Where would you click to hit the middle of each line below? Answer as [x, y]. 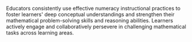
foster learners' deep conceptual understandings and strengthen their [90, 14]
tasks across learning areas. [40, 33]
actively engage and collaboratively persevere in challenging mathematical [96, 26]
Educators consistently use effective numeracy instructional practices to [93, 8]
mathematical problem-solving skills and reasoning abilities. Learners [90, 20]
